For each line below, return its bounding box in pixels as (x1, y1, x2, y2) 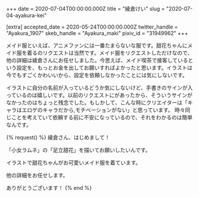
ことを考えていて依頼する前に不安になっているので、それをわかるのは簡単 (11, 114, 193, 120)
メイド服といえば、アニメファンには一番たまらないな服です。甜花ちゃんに (6, 42, 188, 49)
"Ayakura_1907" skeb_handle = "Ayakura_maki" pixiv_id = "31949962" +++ (6, 30, 188, 37)
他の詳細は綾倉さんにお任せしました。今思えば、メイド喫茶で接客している (6, 57, 188, 63)
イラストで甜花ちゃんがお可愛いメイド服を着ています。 (6, 159, 141, 166)
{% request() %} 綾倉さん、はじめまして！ (6, 134, 110, 141)
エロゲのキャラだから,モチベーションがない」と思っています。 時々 (21, 106, 185, 113)
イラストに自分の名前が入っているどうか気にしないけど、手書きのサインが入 (6, 84, 193, 91)
